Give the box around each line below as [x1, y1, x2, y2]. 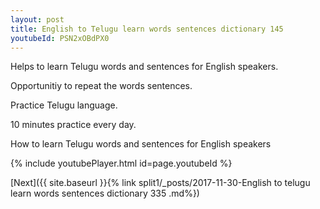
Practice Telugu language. [10, 99, 118, 111]
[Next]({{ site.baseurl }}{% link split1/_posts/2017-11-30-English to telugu [10, 177, 311, 189]
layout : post [10, 14, 65, 25]
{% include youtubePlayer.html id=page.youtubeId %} [10, 157, 233, 170]
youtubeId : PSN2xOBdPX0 [10, 33, 110, 43]
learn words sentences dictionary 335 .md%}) [10, 187, 200, 200]
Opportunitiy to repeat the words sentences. [10, 80, 193, 92]
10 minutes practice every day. [10, 119, 137, 131]
